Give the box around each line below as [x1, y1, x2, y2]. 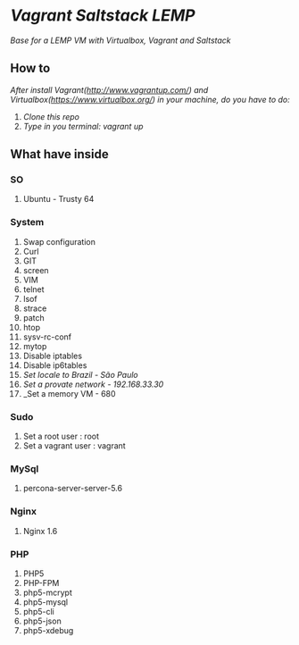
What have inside [10, 147, 110, 162]
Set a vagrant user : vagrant [22, 440, 126, 451]
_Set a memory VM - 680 [22, 388, 116, 398]
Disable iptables [22, 350, 83, 361]
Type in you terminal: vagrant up [22, 121, 144, 131]
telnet [22, 283, 45, 295]
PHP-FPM [22, 577, 60, 588]
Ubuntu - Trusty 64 [22, 194, 95, 205]
